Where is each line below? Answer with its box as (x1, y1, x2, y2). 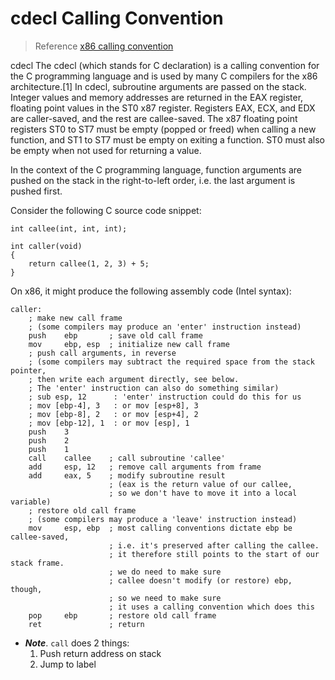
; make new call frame (28, 313, 123, 323)
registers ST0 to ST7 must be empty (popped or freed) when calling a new (10, 123, 317, 135)
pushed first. (10, 185, 63, 197)
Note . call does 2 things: (24, 637, 130, 649)
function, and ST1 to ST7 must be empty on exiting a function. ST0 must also (10, 133, 325, 146)
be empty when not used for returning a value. (10, 144, 202, 156)
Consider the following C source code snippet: (10, 204, 202, 216)
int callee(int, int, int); (10, 223, 128, 234)
